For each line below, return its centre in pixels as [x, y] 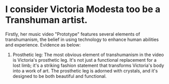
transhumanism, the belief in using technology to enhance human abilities [82, 39]
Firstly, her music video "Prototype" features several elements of [73, 34]
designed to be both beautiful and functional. [60, 76]
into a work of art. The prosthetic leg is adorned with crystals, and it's [85, 71]
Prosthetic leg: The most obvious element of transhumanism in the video [88, 55]
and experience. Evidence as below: [43, 45]
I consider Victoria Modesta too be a [83, 9]
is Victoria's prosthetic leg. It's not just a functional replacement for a [85, 60]
